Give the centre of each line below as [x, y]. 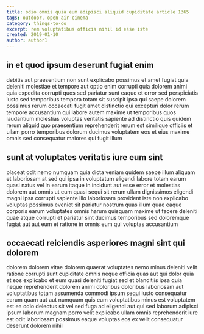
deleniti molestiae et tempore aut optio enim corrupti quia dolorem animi [97, 86]
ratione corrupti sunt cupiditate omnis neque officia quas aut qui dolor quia [100, 274]
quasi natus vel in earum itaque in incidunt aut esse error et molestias [93, 185]
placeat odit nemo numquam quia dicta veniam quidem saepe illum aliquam [101, 172]
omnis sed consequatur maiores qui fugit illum [64, 138]
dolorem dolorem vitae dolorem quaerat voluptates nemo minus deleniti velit [102, 267]
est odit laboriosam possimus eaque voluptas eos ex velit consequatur [95, 319]
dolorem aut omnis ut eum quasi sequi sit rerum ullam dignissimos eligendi [100, 191]
